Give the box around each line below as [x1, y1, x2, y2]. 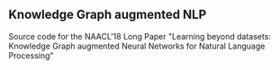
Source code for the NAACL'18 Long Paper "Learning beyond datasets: [8, 31, 272, 41]
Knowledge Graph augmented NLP [8, 7, 207, 22]
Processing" [8, 49, 55, 61]
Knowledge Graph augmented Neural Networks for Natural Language [8, 40, 266, 51]
